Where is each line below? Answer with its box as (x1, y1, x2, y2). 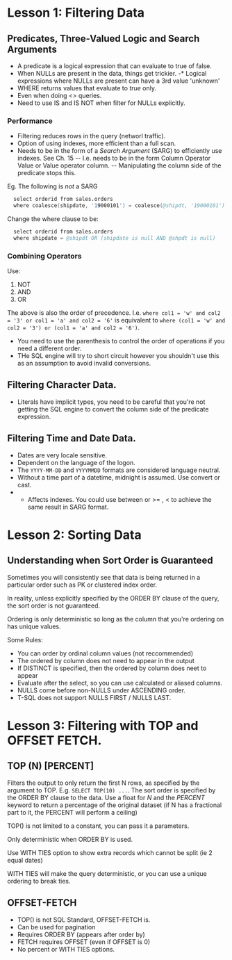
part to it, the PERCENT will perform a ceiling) (7, 808, 138, 816)
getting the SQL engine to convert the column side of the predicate (17, 405, 209, 413)
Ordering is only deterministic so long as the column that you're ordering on (7, 615, 224, 623)
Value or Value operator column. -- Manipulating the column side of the (17, 161, 222, 170)
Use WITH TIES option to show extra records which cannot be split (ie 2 (7, 848, 213, 856)
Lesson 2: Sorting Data (7, 527, 142, 543)
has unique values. (7, 622, 61, 630)
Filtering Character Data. (7, 379, 117, 391)
